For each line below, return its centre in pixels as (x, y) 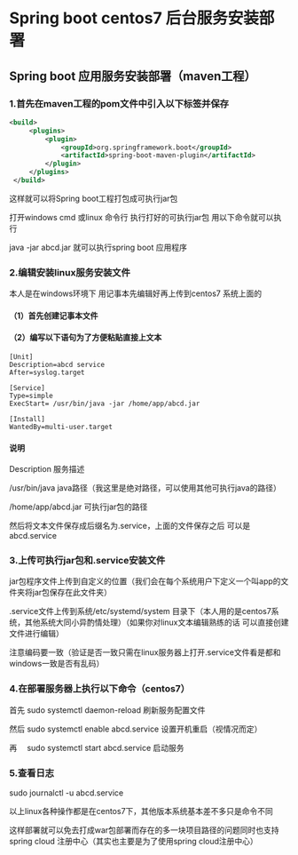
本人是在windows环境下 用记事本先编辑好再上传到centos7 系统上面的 (136, 293)
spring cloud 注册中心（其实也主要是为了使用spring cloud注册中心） (134, 842)
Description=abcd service (57, 364)
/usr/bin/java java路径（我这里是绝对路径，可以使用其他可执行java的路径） (145, 488)
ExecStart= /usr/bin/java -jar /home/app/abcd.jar (105, 404)
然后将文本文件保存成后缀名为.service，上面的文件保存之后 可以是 (130, 526)
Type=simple (31, 396)
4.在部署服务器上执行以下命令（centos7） (100, 689)
